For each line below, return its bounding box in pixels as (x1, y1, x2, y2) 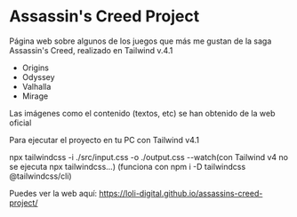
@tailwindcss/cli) (9, 171, 73, 181)
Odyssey (21, 71, 55, 82)
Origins (21, 62, 49, 73)
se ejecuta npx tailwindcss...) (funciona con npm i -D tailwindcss (9, 161, 246, 172)
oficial (9, 117, 32, 128)
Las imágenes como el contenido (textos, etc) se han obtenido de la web (9, 108, 276, 118)
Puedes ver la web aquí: (9, 188, 98, 198)
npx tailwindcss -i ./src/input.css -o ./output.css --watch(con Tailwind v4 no (9, 151, 289, 162)
